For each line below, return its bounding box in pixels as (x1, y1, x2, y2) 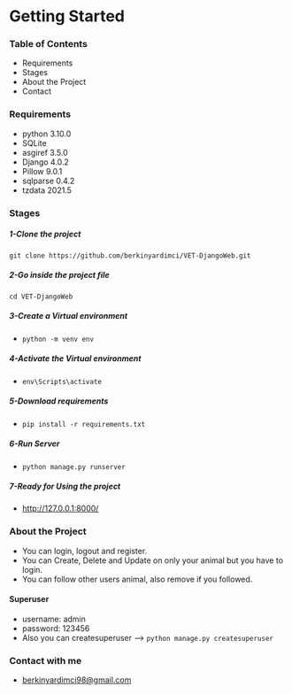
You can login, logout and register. (21, 545, 148, 556)
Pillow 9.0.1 (21, 166, 63, 176)
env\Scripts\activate (21, 377, 102, 386)
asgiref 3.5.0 (21, 147, 68, 158)
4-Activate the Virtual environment (9, 353, 142, 364)
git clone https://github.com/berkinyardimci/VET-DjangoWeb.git (9, 251, 251, 260)
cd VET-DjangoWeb (9, 292, 73, 301)
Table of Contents (9, 38, 88, 50)
